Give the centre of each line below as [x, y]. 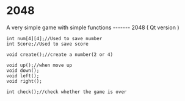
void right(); [24, 81]
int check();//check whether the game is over [67, 92]
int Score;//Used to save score [47, 44]
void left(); [23, 76]
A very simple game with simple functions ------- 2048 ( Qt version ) [93, 27]
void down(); [23, 71]
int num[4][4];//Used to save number [54, 38]
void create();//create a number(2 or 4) [60, 54]
